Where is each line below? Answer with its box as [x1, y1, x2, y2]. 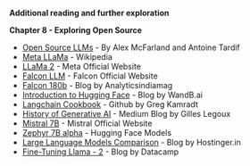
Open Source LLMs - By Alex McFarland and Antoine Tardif [21, 42, 241, 53]
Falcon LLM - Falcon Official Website [21, 71, 158, 81]
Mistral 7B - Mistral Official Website [21, 118, 153, 129]
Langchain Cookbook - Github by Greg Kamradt [21, 99, 199, 110]
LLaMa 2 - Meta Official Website [21, 62, 141, 71]
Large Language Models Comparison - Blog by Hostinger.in [21, 137, 241, 147]
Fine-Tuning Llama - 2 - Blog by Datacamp [21, 146, 179, 157]
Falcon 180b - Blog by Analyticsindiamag [21, 80, 173, 90]
